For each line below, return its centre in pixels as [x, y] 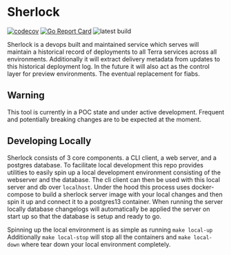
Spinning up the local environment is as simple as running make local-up [110, 229]
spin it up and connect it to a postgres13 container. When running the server [115, 201]
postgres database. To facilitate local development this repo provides [105, 165]
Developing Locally [49, 141]
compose [21, 194]
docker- [203, 187]
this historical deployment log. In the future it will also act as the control [109, 66]
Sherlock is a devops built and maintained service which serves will [103, 44]
